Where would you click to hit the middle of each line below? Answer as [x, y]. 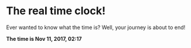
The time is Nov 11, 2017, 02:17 [44, 39]
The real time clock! [56, 11]
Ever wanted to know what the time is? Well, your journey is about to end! [96, 27]
